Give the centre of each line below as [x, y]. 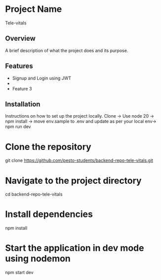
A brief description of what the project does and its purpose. [67, 50]
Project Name [34, 9]
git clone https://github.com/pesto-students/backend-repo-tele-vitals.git [79, 160]
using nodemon [38, 259]
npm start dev [19, 273]
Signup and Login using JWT [42, 78]
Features [19, 66]
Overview [20, 38]
